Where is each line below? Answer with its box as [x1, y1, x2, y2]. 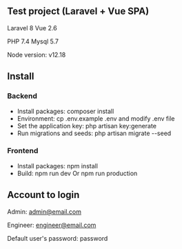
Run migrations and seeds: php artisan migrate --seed [17, 129, 172, 137]
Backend [7, 91, 38, 101]
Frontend [7, 146, 39, 156]
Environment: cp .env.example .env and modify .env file [17, 114, 175, 123]
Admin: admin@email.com [7, 207, 81, 216]
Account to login [7, 189, 80, 201]
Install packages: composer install [17, 107, 114, 115]
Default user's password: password [7, 234, 108, 242]
